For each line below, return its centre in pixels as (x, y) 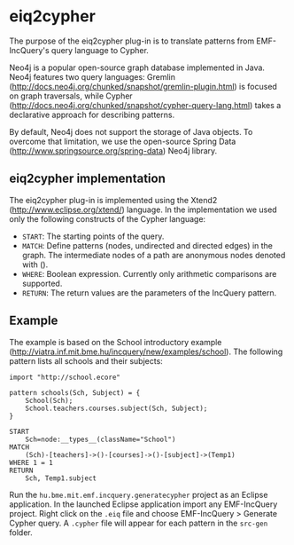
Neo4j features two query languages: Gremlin (92, 76)
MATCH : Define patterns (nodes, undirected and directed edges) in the (147, 245)
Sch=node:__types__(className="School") (101, 439)
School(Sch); (49, 400)
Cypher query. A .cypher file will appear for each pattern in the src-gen (139, 523)
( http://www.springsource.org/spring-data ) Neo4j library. (113, 150)
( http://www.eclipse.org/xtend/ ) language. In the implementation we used (143, 209)
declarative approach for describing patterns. (92, 115)
